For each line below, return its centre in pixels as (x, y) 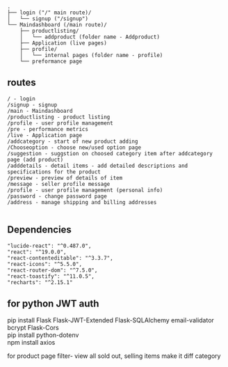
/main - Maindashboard (40, 111)
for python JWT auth (53, 304)
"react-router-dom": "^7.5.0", (52, 270)
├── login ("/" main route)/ (49, 13)
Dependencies (39, 230)
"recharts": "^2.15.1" (40, 282)
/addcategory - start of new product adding (73, 141)
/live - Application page (44, 135)
